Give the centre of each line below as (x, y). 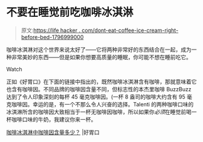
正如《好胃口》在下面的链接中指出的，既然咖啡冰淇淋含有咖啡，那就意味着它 (101, 82)
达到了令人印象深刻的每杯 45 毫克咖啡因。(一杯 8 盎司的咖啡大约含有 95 (96, 97)
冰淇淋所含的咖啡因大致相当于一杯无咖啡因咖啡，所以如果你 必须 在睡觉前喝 (99, 112)
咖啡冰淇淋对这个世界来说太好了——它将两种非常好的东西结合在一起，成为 (99, 50)
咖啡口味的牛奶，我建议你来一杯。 (54, 119)
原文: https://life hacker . (50, 30)
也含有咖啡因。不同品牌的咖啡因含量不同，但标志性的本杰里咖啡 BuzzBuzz (99, 89)
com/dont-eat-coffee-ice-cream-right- (130, 30)
